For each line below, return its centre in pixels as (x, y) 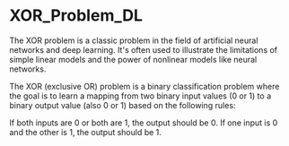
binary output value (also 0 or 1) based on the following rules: (123, 105)
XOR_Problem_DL (76, 16)
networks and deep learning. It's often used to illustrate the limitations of (144, 49)
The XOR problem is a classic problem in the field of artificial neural (134, 40)
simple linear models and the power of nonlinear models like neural (133, 59)
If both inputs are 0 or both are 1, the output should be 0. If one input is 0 (144, 123)
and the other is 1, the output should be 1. (85, 132)
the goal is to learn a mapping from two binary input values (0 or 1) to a (140, 96)
